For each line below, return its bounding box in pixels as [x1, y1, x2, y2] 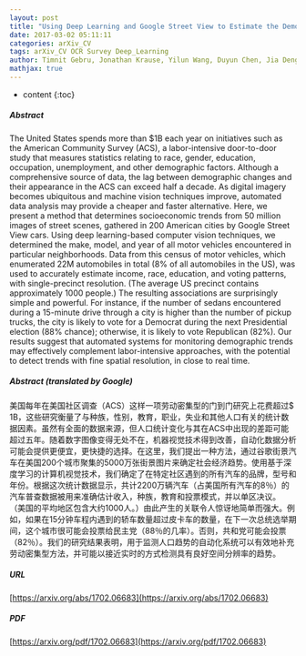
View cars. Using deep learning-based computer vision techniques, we [9, 229, 276, 240]
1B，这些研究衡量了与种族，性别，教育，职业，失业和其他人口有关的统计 [9, 411, 281, 422]
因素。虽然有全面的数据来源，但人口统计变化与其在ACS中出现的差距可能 [16, 422, 290, 433]
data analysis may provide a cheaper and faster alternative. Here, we [9, 200, 269, 211]
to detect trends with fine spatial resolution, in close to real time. [9, 355, 250, 366]
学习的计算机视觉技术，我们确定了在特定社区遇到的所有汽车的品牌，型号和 [16, 468, 297, 479]
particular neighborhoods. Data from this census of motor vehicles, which [9, 248, 287, 259]
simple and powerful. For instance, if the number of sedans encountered [9, 297, 281, 308]
